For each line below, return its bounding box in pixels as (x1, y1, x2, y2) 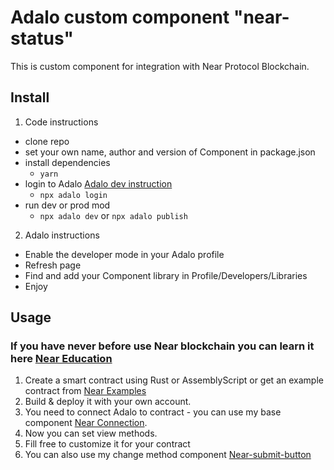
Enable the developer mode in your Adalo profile (24, 248, 225, 260)
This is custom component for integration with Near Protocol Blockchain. (10, 60, 310, 72)
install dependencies (24, 156, 111, 168)
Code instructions (24, 116, 99, 128)
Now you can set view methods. (24, 427, 158, 440)
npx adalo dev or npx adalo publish (39, 209, 188, 221)
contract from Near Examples (24, 385, 147, 397)
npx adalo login (39, 190, 108, 200)
